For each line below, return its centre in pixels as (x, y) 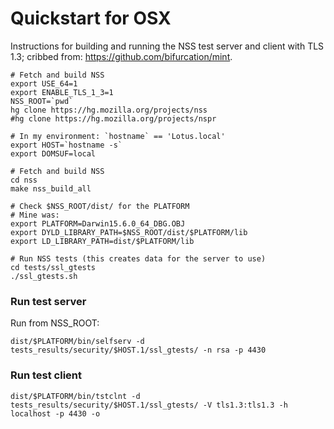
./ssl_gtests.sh (44, 276)
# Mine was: (35, 215)
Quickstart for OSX (91, 18)
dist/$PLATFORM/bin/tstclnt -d (75, 396)
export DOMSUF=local (53, 153)
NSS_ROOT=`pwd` (42, 101)
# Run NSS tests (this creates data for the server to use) (138, 258)
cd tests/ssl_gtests (53, 267)
